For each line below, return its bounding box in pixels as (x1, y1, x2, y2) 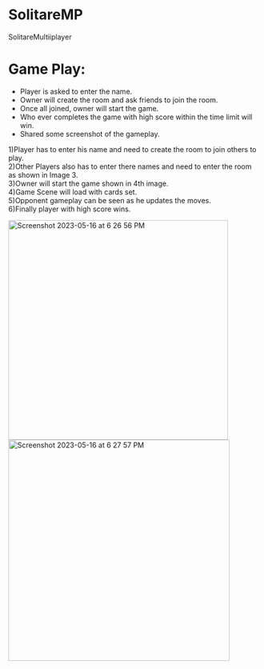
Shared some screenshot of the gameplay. (19, 129, 160, 138)
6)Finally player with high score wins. (8, 204, 131, 214)
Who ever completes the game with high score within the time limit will (19, 112, 253, 122)
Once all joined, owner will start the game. (19, 103, 159, 113)
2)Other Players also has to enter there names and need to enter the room (8, 162, 252, 171)
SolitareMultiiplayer (8, 32, 72, 42)
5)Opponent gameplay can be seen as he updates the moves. (8, 195, 212, 205)
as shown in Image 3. (8, 170, 78, 179)
